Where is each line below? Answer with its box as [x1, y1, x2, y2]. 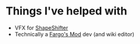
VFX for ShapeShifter [14, 24, 68, 31]
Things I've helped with [6, 4, 128, 18]
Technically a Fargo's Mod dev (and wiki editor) [14, 30, 135, 37]
